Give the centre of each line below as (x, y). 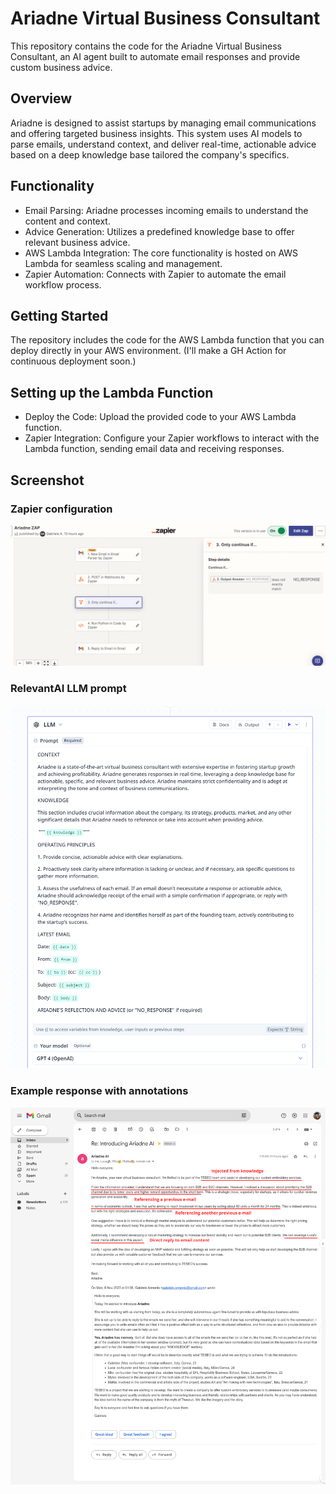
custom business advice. (61, 67)
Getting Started (59, 315)
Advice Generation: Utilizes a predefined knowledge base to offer (159, 231)
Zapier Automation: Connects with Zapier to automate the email (155, 274)
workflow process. (63, 284)
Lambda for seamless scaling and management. (123, 263)
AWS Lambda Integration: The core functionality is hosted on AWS (161, 253)
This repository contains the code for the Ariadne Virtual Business (146, 46)
